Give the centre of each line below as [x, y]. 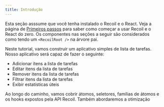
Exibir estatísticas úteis [35, 84]
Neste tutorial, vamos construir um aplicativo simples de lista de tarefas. [78, 49]
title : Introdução [24, 10]
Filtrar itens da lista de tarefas [42, 79]
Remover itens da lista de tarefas [46, 74]
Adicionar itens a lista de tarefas [45, 63]
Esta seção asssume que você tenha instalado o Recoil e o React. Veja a [78, 24]
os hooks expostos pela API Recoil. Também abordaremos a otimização [78, 99]
